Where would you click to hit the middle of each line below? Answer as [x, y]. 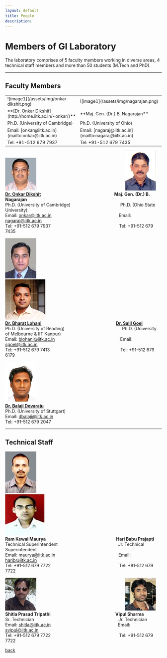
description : [19, 21]
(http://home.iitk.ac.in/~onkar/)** [42, 116]
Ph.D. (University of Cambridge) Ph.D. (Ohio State [80, 205]
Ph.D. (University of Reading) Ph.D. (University [81, 329]
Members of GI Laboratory [61, 46]
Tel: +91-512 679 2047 [28, 422]
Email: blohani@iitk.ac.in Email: [69, 339]
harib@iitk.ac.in [21, 560]
